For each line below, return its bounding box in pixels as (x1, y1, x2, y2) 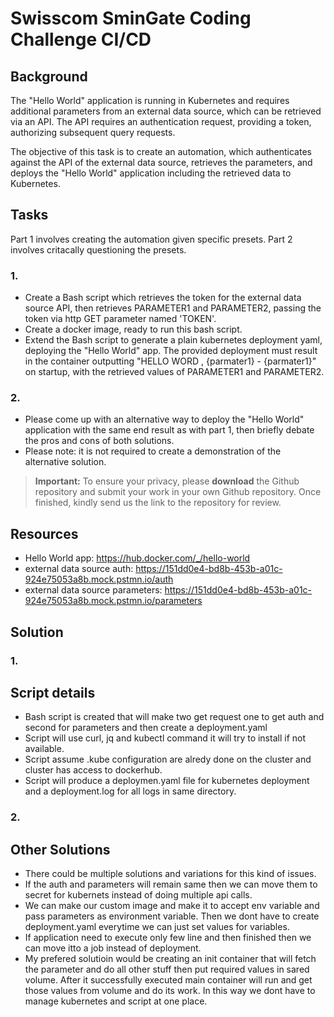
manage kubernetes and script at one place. (24, 995, 208, 1007)
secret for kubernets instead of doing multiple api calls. (24, 889, 253, 901)
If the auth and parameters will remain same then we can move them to (24, 878, 318, 891)
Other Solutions (10, 841, 111, 858)
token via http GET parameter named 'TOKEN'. (24, 313, 217, 325)
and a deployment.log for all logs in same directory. (24, 785, 237, 797)
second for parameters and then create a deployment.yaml (24, 722, 268, 734)
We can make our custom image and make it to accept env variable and (24, 900, 320, 912)
